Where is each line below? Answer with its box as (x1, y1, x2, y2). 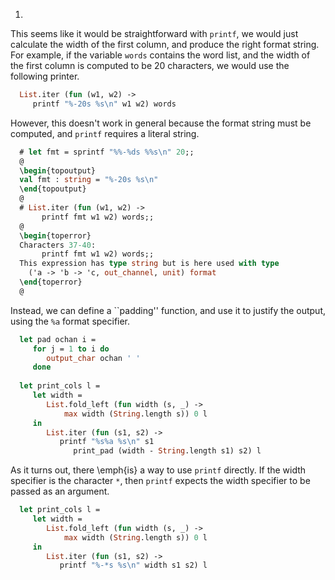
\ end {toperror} (19, 277, 83, 287)
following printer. (10, 70, 80, 82)
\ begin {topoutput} (19, 165, 97, 176)
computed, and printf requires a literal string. (10, 127, 200, 139)
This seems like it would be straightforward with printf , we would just (10, 28, 299, 39)
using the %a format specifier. (10, 315, 131, 327)
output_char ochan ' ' (46, 353, 141, 363)
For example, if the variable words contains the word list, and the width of (10, 49, 311, 61)
